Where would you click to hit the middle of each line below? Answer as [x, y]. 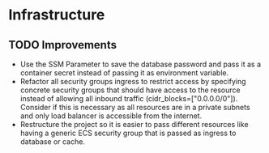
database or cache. [52, 142]
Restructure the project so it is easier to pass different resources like [134, 124]
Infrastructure [57, 15]
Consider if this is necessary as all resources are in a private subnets [135, 107]
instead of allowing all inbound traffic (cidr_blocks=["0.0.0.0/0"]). [129, 98]
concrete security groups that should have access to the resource [130, 90]
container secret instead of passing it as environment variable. [124, 73]
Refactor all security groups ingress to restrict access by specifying [133, 81]
